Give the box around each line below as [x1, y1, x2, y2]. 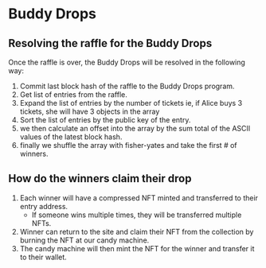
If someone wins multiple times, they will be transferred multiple [31, 210, 242, 219]
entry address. [19, 201, 68, 211]
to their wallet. [19, 252, 68, 262]
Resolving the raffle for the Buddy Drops [8, 37, 213, 50]
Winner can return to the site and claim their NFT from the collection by [19, 227, 254, 236]
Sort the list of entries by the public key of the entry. [19, 115, 191, 124]
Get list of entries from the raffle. [19, 90, 127, 99]
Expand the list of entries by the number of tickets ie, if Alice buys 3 [19, 99, 243, 107]
